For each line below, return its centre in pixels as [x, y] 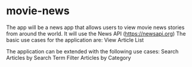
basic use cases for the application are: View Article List [75, 40]
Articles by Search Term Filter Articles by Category [69, 58]
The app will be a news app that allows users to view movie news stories [95, 27]
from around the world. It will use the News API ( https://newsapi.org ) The [96, 33]
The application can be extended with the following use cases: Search [92, 51]
